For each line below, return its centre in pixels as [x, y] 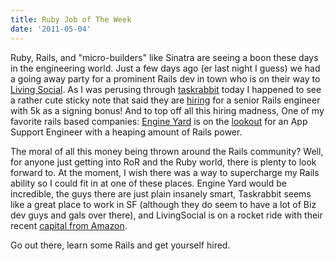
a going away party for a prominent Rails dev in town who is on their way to [165, 78]
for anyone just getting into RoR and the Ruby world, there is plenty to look [163, 162]
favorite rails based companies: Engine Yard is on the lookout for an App [159, 121]
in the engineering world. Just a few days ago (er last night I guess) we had [165, 68]
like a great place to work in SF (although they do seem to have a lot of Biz [163, 204]
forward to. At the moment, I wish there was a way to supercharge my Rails [165, 172]
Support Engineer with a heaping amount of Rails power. [126, 132]
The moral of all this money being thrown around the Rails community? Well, [167, 151]
